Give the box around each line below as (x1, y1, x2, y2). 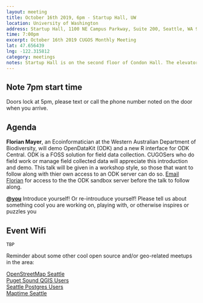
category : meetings (6, 54, 56, 60)
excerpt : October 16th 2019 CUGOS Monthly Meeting (6, 37, 137, 43)
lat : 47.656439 (6, 43, 45, 49)
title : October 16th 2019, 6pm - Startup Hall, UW (6, 15, 137, 21)
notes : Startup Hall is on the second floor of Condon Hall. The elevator (6, 59, 199, 65)
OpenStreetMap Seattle (6, 270, 65, 278)
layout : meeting (6, 8, 47, 15)
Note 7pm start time (6, 82, 83, 92)
